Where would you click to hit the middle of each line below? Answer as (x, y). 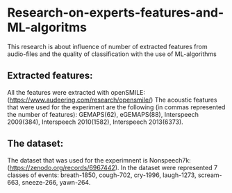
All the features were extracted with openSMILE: (76, 92)
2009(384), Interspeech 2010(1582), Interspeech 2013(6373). (96, 122)
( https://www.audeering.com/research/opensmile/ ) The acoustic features (112, 100)
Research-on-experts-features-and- (116, 13)
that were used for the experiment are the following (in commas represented (116, 107)
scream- (210, 175)
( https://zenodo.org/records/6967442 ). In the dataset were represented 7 (112, 167)
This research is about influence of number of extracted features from (107, 46)
